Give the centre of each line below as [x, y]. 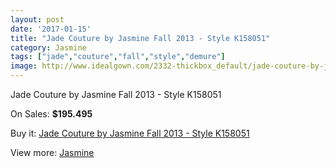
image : [24, 66]
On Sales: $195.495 [51, 114]
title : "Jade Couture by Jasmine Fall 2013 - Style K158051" [140, 38]
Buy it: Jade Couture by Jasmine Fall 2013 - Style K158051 [130, 133]
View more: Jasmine [52, 152]
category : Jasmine [48, 47]
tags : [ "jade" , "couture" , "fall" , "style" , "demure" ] [118, 57]
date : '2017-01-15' [51, 29]
